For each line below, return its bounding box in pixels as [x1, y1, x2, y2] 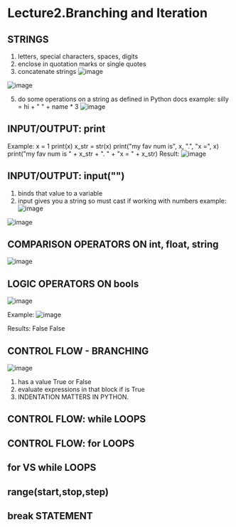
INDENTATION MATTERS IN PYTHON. [17, 393, 129, 401]
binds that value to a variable [17, 188, 103, 197]
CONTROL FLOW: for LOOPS [7, 437, 135, 449]
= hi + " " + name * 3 [17, 102, 80, 111]
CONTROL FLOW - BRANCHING [7, 345, 149, 357]
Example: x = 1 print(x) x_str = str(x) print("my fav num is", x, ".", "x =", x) [7, 142, 219, 150]
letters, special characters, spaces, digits [17, 52, 139, 60]
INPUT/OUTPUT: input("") [7, 170, 125, 182]
